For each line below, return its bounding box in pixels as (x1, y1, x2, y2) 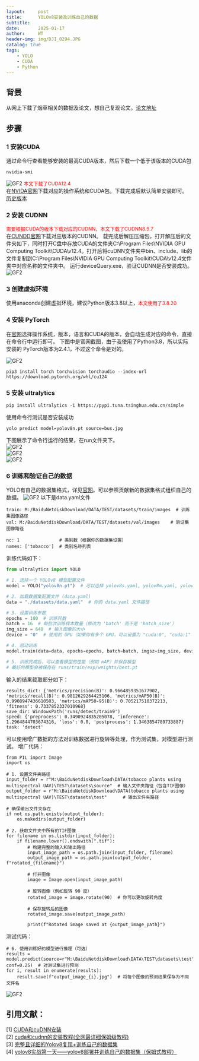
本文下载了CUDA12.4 (23, 180, 71, 187)
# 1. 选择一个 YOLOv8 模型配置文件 (6, 577, 85, 584)
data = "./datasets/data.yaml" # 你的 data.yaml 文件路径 (6, 599, 150, 605)
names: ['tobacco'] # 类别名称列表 (6, 544, 91, 550)
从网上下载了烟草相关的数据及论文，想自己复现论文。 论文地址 (6, 104, 157, 112)
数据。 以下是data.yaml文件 (6, 494, 91, 501)
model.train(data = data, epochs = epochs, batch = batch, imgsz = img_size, (6, 648, 182, 654)
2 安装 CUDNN (6, 211, 48, 219)
